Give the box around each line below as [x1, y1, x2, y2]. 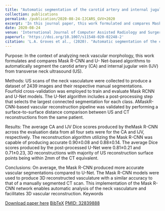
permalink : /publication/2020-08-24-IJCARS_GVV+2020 [5, 16, 115, 21]
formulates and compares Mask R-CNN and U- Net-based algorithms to [5, 57, 151, 64]
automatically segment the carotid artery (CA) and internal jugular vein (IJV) [5, 63, 159, 69]
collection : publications [5, 12, 58, 17]
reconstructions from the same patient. [5, 114, 84, 120]
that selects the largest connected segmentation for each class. [5, 99, 134, 105]
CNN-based [5, 104, 29, 109]
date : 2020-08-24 [5, 26, 41, 30]
